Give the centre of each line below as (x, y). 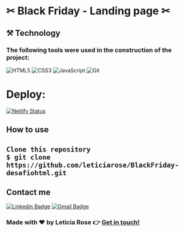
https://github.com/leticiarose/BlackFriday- (93, 165)
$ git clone (28, 157)
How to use (27, 130)
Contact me (28, 192)
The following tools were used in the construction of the (89, 50)
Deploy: (26, 95)
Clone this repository (48, 149)
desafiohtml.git (36, 173)
